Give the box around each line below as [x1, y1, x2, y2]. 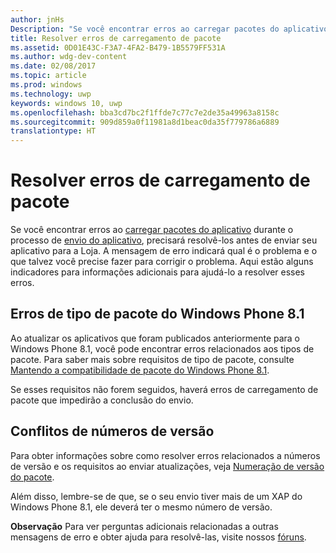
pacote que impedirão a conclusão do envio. [10, 394, 194, 406]
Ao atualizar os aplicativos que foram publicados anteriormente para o [10, 332, 301, 344]
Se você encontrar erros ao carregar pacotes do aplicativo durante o [10, 224, 294, 236]
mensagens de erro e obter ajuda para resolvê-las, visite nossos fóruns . [10, 531, 307, 543]
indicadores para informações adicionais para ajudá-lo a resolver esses [10, 266, 306, 278]
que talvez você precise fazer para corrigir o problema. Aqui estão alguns [10, 256, 314, 268]
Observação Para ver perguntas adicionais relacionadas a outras [10, 520, 279, 532]
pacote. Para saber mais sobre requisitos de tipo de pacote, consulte [10, 353, 295, 365]
